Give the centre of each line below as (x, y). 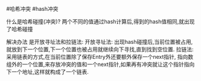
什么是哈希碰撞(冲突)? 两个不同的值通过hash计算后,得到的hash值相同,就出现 (101, 22)
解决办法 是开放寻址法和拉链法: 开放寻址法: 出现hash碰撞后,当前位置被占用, (100, 42)
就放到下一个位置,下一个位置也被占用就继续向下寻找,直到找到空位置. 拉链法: (100, 49)
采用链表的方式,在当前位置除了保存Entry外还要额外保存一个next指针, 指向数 (100, 57)
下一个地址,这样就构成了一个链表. (48, 72)
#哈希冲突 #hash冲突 (32, 9)
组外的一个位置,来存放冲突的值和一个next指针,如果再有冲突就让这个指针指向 (101, 64)
